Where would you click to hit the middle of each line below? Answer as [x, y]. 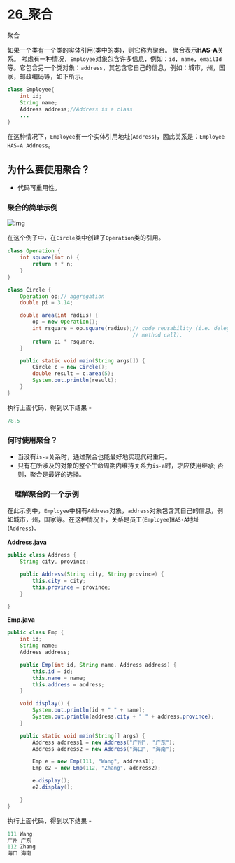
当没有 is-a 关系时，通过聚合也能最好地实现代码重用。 [94, 456]
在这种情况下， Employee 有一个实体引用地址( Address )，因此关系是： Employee [116, 137]
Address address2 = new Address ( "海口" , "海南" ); [104, 749]
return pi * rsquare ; [64, 341]
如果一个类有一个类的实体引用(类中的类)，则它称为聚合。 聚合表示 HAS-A [113, 50]
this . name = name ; [59, 678]
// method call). [158, 335]
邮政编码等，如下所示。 [53, 76]
